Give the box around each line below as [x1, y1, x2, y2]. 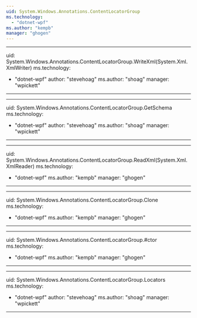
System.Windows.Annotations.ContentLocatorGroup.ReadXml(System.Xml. [6, 156, 188, 164]
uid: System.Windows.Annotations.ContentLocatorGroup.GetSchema [6, 104, 172, 111]
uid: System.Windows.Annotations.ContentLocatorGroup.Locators [6, 276, 166, 283]
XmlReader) [6, 163, 35, 170]
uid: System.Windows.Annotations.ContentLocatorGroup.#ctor [6, 237, 157, 244]
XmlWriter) [6, 64, 32, 71]
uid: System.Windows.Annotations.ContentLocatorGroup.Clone [6, 197, 158, 204]
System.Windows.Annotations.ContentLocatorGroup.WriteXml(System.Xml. [6, 58, 188, 65]
